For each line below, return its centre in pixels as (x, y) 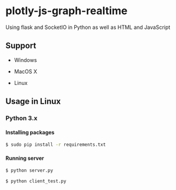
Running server (25, 158)
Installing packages (30, 132)
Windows (25, 60)
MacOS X (26, 71)
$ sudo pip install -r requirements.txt (56, 145)
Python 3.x (21, 118)
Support (21, 46)
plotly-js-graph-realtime (67, 11)
